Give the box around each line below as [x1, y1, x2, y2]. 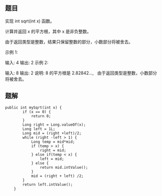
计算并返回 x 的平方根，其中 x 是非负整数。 [5, 28, 91, 34]
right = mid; [39, 148, 67, 152]
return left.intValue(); [22, 182, 73, 187]
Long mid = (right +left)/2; [22, 131, 82, 135]
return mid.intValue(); [39, 165, 89, 170]
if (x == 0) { [22, 109, 51, 114]
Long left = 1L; [22, 126, 55, 131]
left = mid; [39, 156, 64, 161]
